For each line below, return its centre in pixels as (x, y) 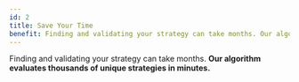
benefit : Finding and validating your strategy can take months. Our (141, 34)
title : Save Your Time (51, 26)
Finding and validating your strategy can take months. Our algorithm (135, 59)
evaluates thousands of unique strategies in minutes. (110, 68)
